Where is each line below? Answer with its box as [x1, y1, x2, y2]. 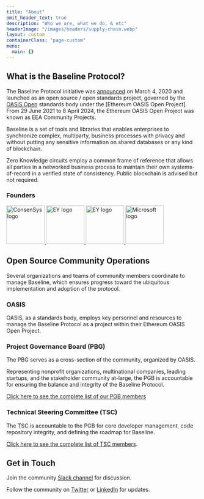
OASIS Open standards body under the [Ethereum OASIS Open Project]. [6, 100, 188, 107]
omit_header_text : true [6, 15, 67, 21]
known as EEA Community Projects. [6, 114, 97, 121]
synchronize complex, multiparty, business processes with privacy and [6, 132, 185, 139]
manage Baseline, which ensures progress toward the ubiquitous [6, 279, 170, 286]
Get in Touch [6, 457, 56, 468]
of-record [6, 169, 31, 177]
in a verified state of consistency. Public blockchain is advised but [31, 169, 198, 177]
